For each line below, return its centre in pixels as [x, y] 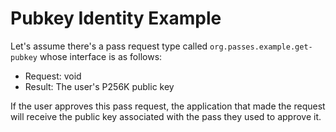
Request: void [53, 76]
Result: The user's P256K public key [99, 86]
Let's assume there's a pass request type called [109, 46]
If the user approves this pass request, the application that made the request [168, 106]
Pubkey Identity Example [116, 18]
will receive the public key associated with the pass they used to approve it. [166, 116]
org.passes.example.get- [261, 47]
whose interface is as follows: [101, 56]
